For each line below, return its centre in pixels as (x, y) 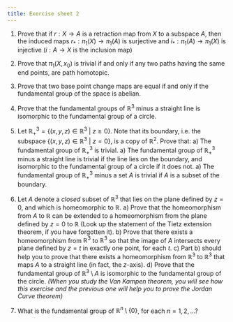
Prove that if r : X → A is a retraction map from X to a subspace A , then (119, 34)
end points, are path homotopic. (63, 73)
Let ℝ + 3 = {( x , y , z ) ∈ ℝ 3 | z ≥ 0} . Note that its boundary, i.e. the (109, 131)
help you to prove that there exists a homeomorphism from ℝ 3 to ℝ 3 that (121, 256)
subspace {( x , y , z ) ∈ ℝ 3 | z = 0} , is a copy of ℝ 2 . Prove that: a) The (114, 140)
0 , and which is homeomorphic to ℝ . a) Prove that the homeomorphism (119, 207)
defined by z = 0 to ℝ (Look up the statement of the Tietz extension (114, 224)
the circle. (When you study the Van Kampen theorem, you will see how (120, 281)
